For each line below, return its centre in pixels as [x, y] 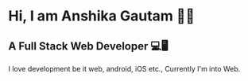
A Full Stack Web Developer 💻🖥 [88, 46]
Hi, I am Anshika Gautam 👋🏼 [102, 16]
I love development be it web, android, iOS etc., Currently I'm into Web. [124, 69]
